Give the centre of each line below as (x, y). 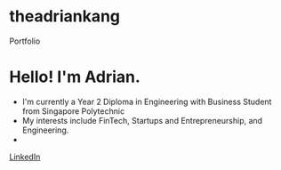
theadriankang (65, 16)
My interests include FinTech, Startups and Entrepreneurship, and (142, 120)
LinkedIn (25, 157)
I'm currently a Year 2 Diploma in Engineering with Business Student (147, 101)
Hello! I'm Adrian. (75, 77)
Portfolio (25, 41)
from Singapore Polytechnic (73, 111)
